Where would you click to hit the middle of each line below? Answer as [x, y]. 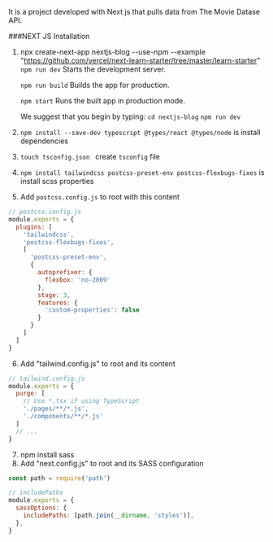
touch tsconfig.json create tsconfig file [90, 157]
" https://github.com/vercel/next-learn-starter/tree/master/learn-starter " [140, 61]
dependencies [44, 141]
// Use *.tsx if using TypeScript [81, 401]
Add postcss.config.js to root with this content [100, 197]
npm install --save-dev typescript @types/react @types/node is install [141, 132]
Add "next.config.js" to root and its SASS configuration [112, 463]
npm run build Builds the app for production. [95, 85]
